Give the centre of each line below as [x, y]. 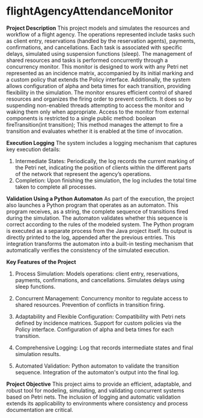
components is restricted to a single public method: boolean [81, 118]
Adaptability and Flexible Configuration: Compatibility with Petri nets [100, 316]
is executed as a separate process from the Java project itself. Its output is [99, 231]
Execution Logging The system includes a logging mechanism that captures [101, 143]
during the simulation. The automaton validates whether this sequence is [97, 218]
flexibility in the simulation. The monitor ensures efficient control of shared [99, 92]
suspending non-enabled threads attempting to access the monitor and [95, 105]
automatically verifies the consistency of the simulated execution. [88, 250]
